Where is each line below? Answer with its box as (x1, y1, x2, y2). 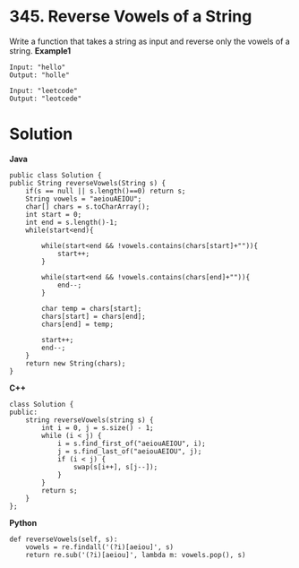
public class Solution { (9, 170, 102, 180)
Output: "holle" (9, 70, 70, 80)
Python (9, 517, 38, 528)
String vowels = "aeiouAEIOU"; (25, 194, 142, 203)
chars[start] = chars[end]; (41, 312, 146, 321)
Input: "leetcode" (9, 86, 78, 95)
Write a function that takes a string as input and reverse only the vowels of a (9, 36, 291, 47)
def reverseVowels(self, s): (9, 535, 118, 544)
